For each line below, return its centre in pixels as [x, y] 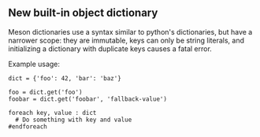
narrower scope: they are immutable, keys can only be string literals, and [126, 40]
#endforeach [28, 126]
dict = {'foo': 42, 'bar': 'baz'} [65, 78]
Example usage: [34, 64]
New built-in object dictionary [83, 13]
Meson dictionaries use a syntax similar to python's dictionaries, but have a [130, 31]
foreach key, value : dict [52, 113]
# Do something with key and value [74, 120]
